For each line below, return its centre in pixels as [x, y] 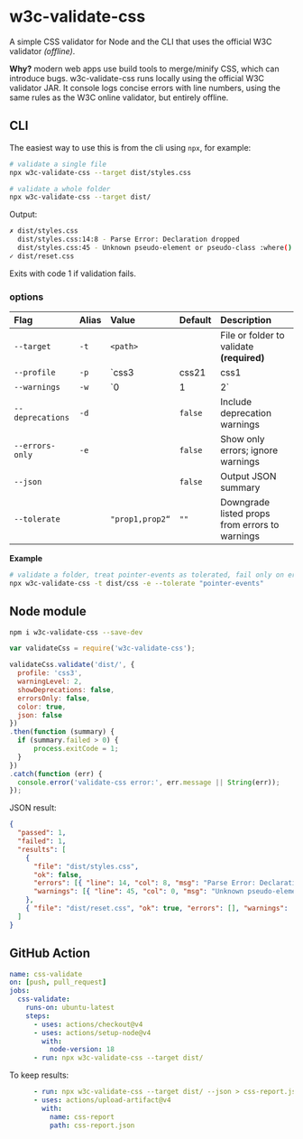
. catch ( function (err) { [56, 773]
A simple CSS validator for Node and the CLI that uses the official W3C [141, 42]
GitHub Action [50, 954]
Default [195, 320]
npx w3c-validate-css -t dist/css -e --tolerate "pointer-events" [137, 583]
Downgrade [245, 503]
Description [246, 320]
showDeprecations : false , [66, 690]
